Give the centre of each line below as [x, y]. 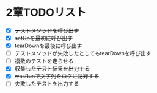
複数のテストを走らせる [44, 61]
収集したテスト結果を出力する [52, 69]
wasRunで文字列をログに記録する [57, 76]
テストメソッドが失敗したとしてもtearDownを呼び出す [83, 53]
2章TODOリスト [46, 12]
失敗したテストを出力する [47, 84]
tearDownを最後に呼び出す [48, 46]
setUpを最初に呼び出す [43, 38]
